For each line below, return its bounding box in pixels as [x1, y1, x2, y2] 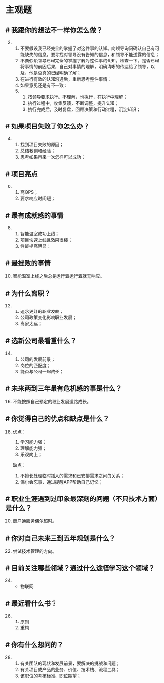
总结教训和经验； [20, 147, 55, 154]
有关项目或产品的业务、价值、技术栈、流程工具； [20, 666, 120, 672]
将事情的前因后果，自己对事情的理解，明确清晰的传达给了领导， [20, 64, 151, 69]
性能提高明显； [20, 243, 51, 249]
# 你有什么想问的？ [5, 641, 64, 649]
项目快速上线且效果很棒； [20, 237, 73, 243]
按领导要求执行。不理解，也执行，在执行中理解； [27, 94, 128, 100]
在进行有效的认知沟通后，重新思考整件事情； [20, 76, 112, 82]
